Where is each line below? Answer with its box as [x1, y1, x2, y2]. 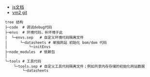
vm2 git [12, 10, 28, 15]
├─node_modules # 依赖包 [5, 50, 55, 54]
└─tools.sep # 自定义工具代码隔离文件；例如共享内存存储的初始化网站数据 [14, 64, 145, 69]
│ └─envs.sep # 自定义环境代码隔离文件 [5, 35, 84, 40]
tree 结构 [5, 20, 23, 25]
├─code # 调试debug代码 [5, 25, 52, 30]
